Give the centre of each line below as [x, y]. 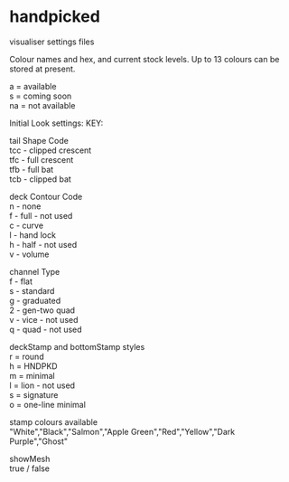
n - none [25, 206]
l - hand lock [33, 235]
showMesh [30, 458]
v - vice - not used [44, 319]
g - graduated [35, 300]
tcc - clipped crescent [51, 150]
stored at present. [42, 69]
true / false [29, 468]
